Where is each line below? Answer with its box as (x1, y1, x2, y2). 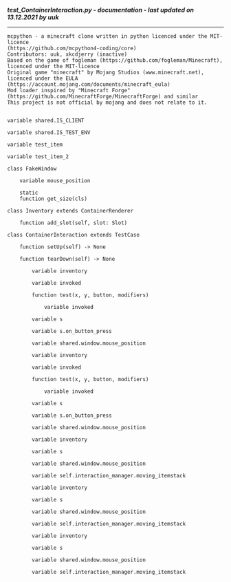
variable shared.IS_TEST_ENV (7, 129, 91, 136)
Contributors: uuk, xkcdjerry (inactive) (7, 51, 128, 58)
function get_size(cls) (19, 195, 88, 202)
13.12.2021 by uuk (7, 13, 60, 21)
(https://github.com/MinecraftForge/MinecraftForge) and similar (7, 93, 198, 100)
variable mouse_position (19, 177, 91, 184)
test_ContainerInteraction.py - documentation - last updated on (7, 6, 195, 14)
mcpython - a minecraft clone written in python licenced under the (7, 33, 208, 40)
